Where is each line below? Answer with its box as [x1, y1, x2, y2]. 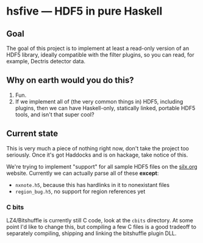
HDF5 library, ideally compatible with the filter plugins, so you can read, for [6, 51, 194, 58]
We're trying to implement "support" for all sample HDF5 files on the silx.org [6, 163, 198, 170]
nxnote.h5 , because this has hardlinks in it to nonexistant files [15, 181, 169, 188]
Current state [6, 129, 59, 139]
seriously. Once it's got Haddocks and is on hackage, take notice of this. [6, 151, 188, 158]
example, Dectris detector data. [6, 58, 86, 65]
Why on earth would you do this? [6, 75, 134, 86]
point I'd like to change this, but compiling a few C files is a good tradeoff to [6, 223, 197, 230]
